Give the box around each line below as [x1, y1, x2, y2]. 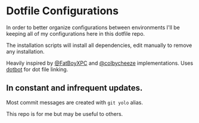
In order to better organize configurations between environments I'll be [6, 24, 180, 31]
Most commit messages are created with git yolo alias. [6, 99, 144, 106]
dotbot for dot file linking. [6, 65, 69, 72]
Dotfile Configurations [6, 4, 119, 18]
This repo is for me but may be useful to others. [6, 110, 123, 117]
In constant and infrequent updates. [6, 83, 143, 93]
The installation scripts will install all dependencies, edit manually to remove [6, 42, 192, 49]
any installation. [6, 48, 45, 55]
